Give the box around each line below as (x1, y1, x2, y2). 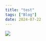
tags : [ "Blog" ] (5, 12, 37, 17)
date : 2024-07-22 (5, 17, 41, 22)
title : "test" (5, 7, 35, 13)
